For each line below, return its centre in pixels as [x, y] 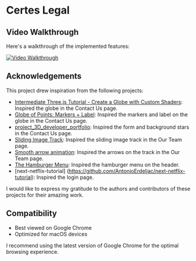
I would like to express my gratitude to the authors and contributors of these [98, 188]
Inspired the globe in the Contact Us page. [66, 108]
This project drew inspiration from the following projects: [75, 90]
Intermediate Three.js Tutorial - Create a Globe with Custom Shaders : [99, 102]
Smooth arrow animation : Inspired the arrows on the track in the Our [97, 152]
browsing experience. [32, 252]
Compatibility [31, 213]
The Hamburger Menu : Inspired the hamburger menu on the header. [97, 164]
